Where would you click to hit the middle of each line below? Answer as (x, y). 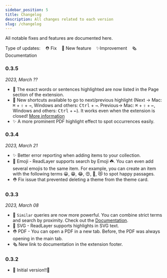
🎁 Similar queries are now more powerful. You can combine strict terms (87, 215)
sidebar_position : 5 (27, 10)
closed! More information (38, 116)
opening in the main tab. (37, 239)
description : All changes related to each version (59, 19)
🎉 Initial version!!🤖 (31, 270)
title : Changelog (23, 15)
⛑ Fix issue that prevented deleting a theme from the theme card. (80, 179)
